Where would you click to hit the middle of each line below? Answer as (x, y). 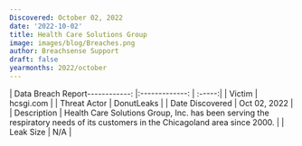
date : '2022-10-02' (46, 26)
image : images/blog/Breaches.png (72, 43)
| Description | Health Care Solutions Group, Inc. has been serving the (139, 113)
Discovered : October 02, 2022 (66, 18)
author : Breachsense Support (64, 51)
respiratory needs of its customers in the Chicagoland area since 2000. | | (147, 122)
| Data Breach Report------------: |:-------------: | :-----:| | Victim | (133, 93)
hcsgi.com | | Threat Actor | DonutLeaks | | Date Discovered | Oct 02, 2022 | (151, 103)
